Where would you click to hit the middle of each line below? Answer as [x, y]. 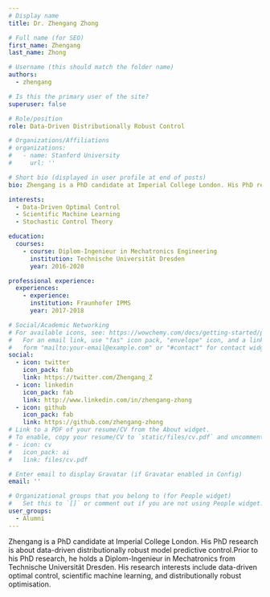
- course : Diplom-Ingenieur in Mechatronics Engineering [120, 251]
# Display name [34, 16]
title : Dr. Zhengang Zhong [53, 23]
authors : [23, 75]
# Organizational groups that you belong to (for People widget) [120, 496]
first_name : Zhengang [45, 45]
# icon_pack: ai [39, 452]
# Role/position [35, 119]
